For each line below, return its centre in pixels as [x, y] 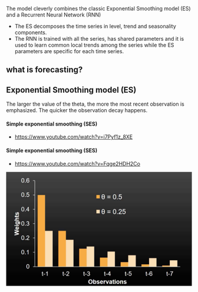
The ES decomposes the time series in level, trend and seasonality [95, 26]
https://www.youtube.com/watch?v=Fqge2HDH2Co [77, 163]
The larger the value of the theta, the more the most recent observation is [95, 104]
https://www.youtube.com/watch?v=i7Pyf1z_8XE [74, 137]
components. [31, 32]
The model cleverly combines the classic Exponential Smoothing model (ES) [98, 9]
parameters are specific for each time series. [69, 51]
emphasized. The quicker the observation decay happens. [77, 110]
